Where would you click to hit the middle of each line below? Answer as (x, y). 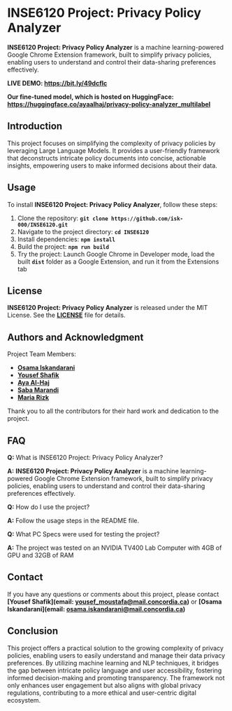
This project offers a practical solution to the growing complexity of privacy (115, 648)
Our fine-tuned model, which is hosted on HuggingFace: (90, 97)
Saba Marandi (38, 390)
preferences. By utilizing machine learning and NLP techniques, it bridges (113, 663)
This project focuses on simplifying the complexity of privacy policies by (111, 143)
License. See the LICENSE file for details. (66, 315)
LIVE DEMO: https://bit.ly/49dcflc (57, 83)
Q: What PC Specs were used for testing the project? (84, 534)
